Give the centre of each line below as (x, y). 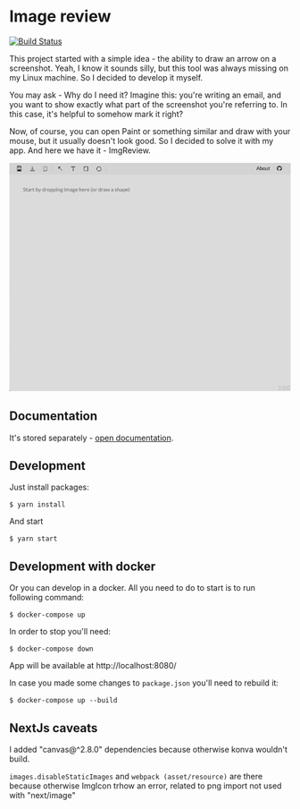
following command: (47, 598)
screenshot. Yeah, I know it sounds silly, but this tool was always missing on (149, 68)
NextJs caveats (54, 728)
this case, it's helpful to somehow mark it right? (96, 114)
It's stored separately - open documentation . (92, 438)
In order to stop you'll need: (60, 632)
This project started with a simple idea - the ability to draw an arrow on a (143, 58)
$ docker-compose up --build (63, 701)
